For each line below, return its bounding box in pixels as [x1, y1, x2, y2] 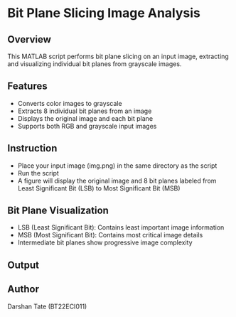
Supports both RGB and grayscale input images [17, 122, 157, 130]
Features [7, 80, 48, 92]
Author [7, 283, 39, 296]
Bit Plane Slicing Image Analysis [7, 5, 200, 21]
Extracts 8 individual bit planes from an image [17, 107, 152, 115]
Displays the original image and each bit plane [17, 114, 154, 122]
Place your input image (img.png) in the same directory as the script [17, 161, 218, 170]
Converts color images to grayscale [17, 99, 122, 107]
